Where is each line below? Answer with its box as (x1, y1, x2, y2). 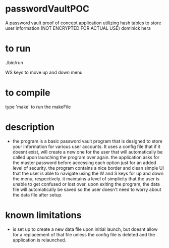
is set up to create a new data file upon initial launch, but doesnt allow (12, 226, 158, 232)
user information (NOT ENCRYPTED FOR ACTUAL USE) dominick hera (5, 25, 151, 31)
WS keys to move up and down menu (5, 69, 83, 75)
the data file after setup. (12, 191, 63, 197)
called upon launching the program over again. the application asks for (12, 154, 160, 160)
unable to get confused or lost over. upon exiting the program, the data (12, 181, 160, 187)
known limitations (5, 209, 82, 221)
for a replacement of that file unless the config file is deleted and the (12, 231, 155, 237)
